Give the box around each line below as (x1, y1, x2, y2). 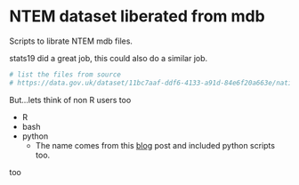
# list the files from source (9, 69, 122, 79)
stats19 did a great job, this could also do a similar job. (9, 52, 208, 63)
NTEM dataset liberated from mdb (9, 6, 265, 27)
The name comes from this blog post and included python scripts (35, 140, 276, 150)
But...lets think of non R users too (9, 94, 132, 105)
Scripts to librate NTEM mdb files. (9, 36, 133, 46)
